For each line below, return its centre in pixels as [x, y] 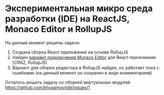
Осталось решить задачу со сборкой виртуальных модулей [68, 82]
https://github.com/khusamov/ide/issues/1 [47, 87]
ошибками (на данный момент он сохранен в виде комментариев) [82, 73]
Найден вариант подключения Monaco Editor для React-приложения [84, 57]
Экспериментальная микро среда [79, 9]
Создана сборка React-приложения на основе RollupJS [70, 52]
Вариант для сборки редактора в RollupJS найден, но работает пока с [86, 67]
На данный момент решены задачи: [43, 42]
